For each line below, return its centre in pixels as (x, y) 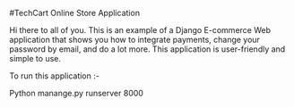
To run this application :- (55, 76)
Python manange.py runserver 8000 (76, 93)
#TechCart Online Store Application (75, 13)
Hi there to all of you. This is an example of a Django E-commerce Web (140, 30)
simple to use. (35, 58)
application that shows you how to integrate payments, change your (134, 40)
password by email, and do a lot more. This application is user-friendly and (147, 49)
